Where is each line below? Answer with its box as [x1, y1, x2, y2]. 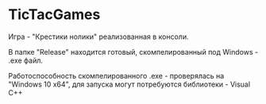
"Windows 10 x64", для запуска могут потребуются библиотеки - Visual [8, 79, 251, 89]
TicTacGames [8, 6, 101, 24]
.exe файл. [8, 56, 44, 65]
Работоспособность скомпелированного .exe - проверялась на [8, 71, 225, 80]
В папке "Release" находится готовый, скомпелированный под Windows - [8, 47, 259, 56]
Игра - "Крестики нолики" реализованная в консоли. [8, 32, 189, 41]
